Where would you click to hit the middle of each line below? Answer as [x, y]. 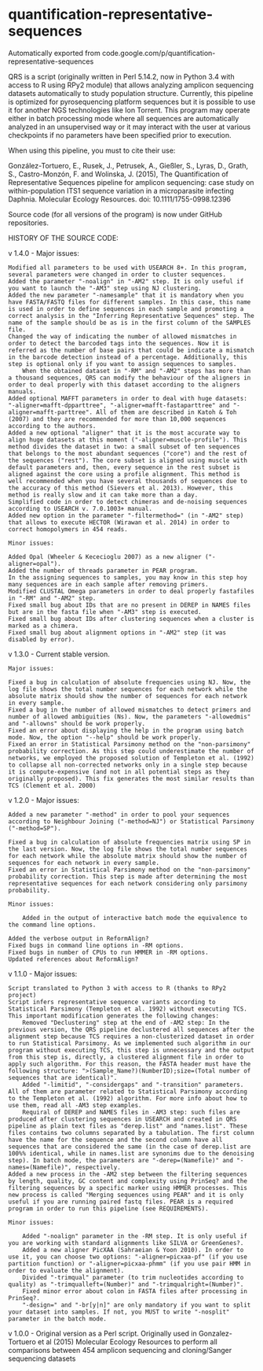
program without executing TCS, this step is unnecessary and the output [131, 1050]
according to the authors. [52, 426]
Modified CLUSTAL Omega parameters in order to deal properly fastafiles [131, 591]
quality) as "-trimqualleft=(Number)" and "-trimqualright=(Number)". [126, 1284]
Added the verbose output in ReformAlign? [79, 938]
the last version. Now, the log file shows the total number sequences [128, 849]
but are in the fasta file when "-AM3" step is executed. [105, 612]
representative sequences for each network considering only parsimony [128, 883]
